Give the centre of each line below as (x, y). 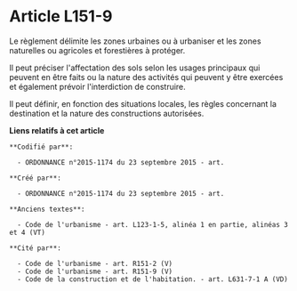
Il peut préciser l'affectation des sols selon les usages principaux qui (135, 68)
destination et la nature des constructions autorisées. (107, 113)
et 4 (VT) (28, 232)
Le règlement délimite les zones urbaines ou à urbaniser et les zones (135, 41)
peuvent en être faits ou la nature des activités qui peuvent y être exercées (146, 77)
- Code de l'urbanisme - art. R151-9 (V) (95, 271)
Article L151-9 (61, 16)
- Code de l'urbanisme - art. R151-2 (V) (95, 263)
